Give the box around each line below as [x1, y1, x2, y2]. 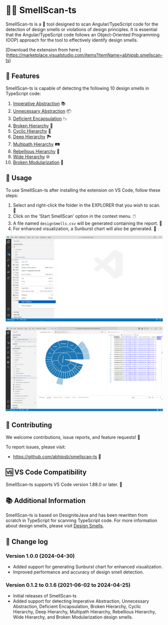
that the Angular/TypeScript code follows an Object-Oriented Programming [5, 32, 160, 38]
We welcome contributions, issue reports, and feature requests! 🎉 [5, 434, 141, 440]
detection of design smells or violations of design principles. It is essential [5, 26, 158, 32]
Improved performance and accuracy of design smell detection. [12, 569, 144, 575]
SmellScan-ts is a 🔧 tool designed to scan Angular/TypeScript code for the [5, 21, 159, 27]
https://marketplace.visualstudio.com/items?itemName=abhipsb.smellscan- [7, 52, 163, 58]
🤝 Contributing [5, 421, 52, 429]
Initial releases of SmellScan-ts [12, 593, 77, 599]
